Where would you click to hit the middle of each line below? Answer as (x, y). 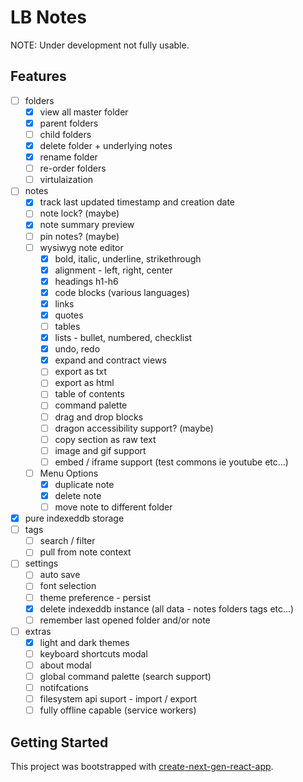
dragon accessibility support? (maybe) (134, 428)
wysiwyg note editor (81, 247)
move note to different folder (113, 507)
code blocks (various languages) (122, 292)
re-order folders (73, 168)
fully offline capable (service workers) (118, 710)
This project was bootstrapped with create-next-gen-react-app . (142, 766)
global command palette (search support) (125, 676)
